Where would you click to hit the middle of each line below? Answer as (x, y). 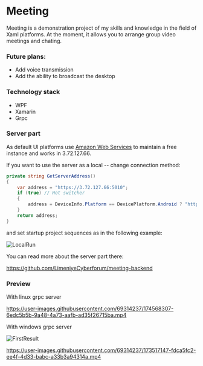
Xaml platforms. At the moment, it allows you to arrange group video (91, 34)
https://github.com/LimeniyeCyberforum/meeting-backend (79, 268)
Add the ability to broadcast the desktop (65, 76)
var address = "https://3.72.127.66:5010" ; (73, 187)
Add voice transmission (44, 70)
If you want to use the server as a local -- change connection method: (93, 165)
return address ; (38, 215)
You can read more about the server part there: (65, 256)
